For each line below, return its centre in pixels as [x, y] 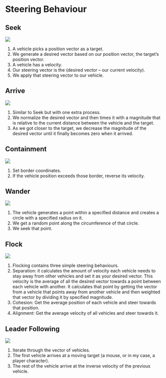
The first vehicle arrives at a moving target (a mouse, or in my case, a [84, 356]
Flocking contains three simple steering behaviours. [66, 265]
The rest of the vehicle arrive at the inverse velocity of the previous [81, 366]
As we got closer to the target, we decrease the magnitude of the [79, 128]
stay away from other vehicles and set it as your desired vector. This [83, 276]
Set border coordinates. [37, 170]
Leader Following [32, 329]
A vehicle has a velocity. [37, 65]
